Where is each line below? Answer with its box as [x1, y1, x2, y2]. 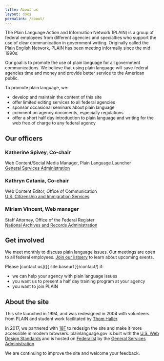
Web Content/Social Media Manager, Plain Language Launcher [5, 160, 131, 166]
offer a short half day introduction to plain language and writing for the [12, 115, 154, 121]
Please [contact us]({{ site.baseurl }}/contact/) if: [5, 264, 104, 270]
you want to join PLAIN [12, 283, 59, 289]
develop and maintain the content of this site [12, 94, 102, 100]
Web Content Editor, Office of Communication [5, 188, 97, 194]
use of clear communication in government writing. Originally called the [5, 40, 149, 46]
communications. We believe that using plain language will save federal [5, 65, 149, 71]
